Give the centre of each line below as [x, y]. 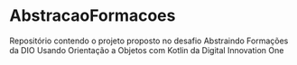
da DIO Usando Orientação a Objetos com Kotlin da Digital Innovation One [147, 50]
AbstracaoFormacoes [93, 16]
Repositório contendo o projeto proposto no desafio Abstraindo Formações [149, 41]
